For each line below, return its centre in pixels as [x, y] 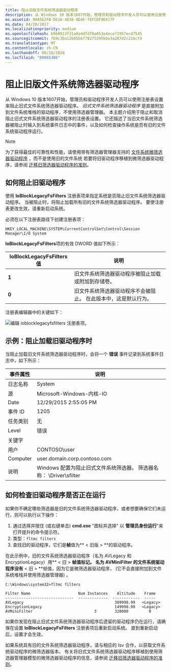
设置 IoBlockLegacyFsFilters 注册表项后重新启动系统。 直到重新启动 [86, 628]
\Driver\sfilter [64, 475]
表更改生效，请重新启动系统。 [36, 209]
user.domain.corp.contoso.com [74, 459]
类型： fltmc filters [34, 538]
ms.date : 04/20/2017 [27, 24]
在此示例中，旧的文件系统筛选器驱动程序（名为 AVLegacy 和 [68, 556]
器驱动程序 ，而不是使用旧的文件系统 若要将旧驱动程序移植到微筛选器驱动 [82, 158]
